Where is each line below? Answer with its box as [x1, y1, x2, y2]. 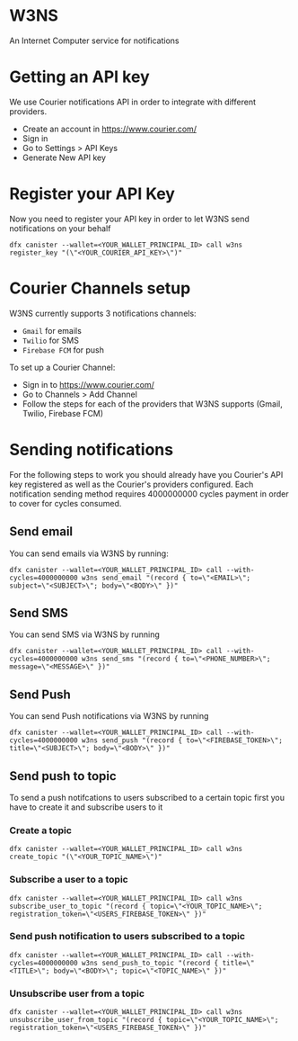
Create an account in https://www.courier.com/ [22, 123, 197, 134]
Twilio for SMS [22, 335, 79, 346]
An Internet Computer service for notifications [9, 35, 180, 46]
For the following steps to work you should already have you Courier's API [9, 469, 284, 480]
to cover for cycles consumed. [9, 498, 122, 508]
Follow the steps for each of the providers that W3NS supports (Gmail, [22, 398, 283, 409]
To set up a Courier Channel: [9, 362, 116, 372]
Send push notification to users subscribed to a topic [9, 930, 245, 943]
